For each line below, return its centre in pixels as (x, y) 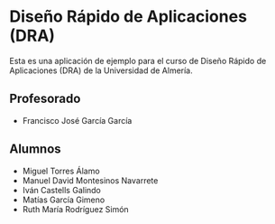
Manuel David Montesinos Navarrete (90, 180)
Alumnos (35, 149)
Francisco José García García (77, 120)
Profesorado (45, 99)
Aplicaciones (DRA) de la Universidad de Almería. (101, 70)
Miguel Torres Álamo (61, 171)
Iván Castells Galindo (62, 190)
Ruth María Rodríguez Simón (75, 209)
